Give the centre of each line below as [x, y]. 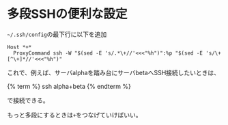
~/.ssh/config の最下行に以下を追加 [57, 34]
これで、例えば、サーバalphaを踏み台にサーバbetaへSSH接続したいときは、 [114, 72]
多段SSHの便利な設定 [67, 14]
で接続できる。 [28, 100]
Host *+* [19, 47]
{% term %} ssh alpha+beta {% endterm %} [69, 86]
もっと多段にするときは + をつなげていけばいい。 [74, 115]
